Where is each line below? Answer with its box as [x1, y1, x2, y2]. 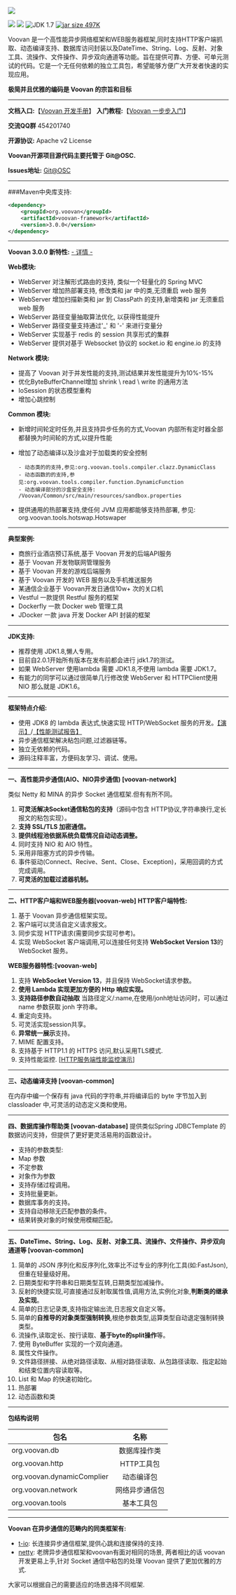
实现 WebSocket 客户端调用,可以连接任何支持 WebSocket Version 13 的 [18, 938, 223, 946]
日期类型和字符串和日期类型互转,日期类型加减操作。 [18, 1279, 167, 1287]
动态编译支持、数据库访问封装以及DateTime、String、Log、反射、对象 [20, 44, 223, 52]
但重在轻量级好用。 [18, 1270, 74, 1278]
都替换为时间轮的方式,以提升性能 [18, 433, 113, 442]
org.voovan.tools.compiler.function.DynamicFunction [26, 479, 184, 486]
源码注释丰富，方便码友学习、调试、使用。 [18, 754, 141, 762]
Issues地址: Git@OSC [8, 166, 71, 175]
